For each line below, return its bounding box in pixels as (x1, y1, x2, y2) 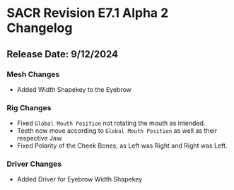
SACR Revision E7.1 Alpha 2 (6, 5, 169, 21)
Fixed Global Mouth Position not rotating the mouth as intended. (16, 119, 206, 128)
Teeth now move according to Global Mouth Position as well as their (16, 126, 218, 135)
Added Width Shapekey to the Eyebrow (16, 85, 132, 93)
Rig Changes (6, 102, 52, 112)
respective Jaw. (16, 134, 64, 143)
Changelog (6, 20, 73, 36)
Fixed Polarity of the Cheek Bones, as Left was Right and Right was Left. (16, 141, 228, 150)
